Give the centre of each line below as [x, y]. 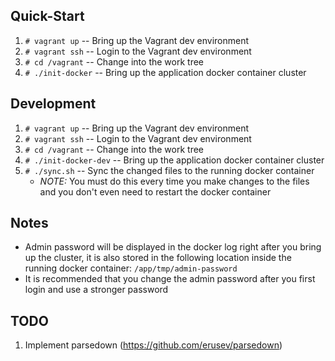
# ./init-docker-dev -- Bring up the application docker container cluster [174, 160]
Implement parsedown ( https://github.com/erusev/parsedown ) [153, 345]
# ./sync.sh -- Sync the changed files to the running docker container [169, 170]
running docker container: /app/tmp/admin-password [131, 268]
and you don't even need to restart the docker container [155, 191]
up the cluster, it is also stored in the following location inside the [158, 258]
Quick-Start [47, 16]
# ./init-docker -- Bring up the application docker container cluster [165, 72]
